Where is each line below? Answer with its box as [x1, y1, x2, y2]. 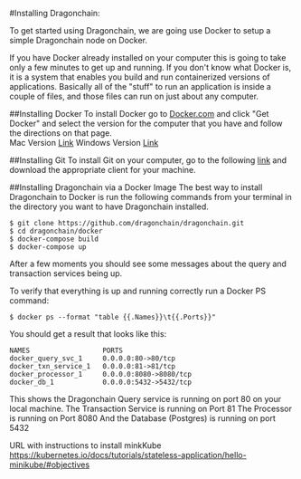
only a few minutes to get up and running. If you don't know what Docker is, [9, 62, 292, 72]
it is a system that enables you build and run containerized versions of [9, 72, 270, 82]
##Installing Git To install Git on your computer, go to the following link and [9, 155, 287, 166]
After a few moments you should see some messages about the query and [9, 258, 287, 269]
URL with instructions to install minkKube [9, 440, 162, 451]
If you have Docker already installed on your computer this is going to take [9, 53, 287, 62]
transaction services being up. [9, 268, 123, 279]
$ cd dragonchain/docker [9, 226, 103, 235]
